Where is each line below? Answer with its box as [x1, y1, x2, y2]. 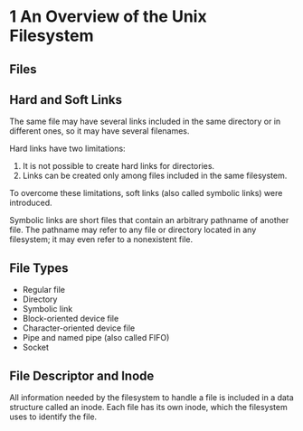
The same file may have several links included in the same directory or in [9, 116, 281, 127]
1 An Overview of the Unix [9, 6, 207, 27]
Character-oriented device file [22, 323, 136, 333]
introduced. [9, 197, 52, 209]
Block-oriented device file [22, 314, 119, 324]
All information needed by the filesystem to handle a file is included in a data [9, 392, 294, 403]
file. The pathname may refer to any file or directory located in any [9, 224, 257, 236]
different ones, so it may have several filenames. [9, 126, 190, 136]
